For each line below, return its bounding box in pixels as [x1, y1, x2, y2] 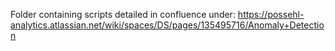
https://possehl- [237, 9, 305, 20]
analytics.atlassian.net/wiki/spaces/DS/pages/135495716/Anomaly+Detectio [10, 19, 325, 31]
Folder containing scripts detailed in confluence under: [10, 9, 236, 20]
